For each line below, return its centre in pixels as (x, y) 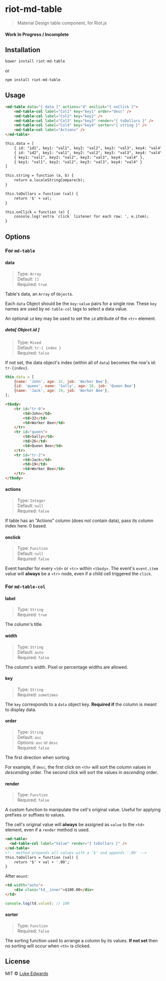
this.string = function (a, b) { (40, 176)
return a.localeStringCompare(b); (49, 180)
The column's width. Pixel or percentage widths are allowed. (67, 667)
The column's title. (24, 624)
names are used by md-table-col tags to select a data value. (66, 308)
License (18, 961)
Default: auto (30, 652)
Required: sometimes (38, 694)
